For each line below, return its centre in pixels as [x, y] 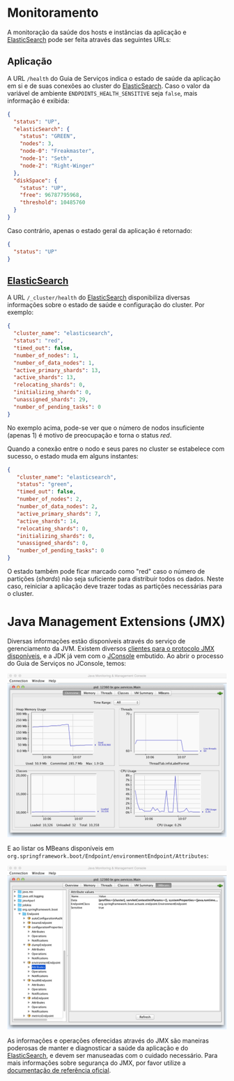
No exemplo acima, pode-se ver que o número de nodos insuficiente [106, 428]
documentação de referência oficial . [59, 1071]
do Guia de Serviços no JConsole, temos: [67, 663]
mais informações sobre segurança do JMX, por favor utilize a [96, 1063]
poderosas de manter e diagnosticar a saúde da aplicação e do [98, 1048]
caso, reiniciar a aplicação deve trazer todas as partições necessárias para [115, 586]
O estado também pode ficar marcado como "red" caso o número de [106, 572]
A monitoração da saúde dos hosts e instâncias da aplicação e [97, 32]
